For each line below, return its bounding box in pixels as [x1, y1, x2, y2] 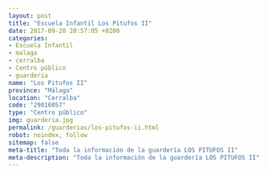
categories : [8, 34, 48, 42]
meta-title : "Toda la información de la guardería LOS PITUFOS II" [8, 146, 239, 154]
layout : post [8, 11, 52, 20]
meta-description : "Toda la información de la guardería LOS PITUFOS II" [8, 153, 261, 161]
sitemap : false [8, 138, 59, 147]
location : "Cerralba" [8, 94, 81, 102]
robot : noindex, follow [8, 131, 88, 139]
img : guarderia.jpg [8, 116, 74, 124]
